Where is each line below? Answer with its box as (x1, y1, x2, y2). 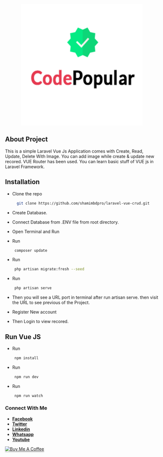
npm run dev (14, 374, 39, 379)
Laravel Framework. (5, 164, 45, 170)
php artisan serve (14, 286, 52, 291)
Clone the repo (12, 190, 42, 196)
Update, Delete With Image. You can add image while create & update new (5, 153, 155, 159)
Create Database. (12, 209, 48, 215)
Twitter (12, 421, 27, 427)
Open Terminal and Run (12, 228, 60, 234)
